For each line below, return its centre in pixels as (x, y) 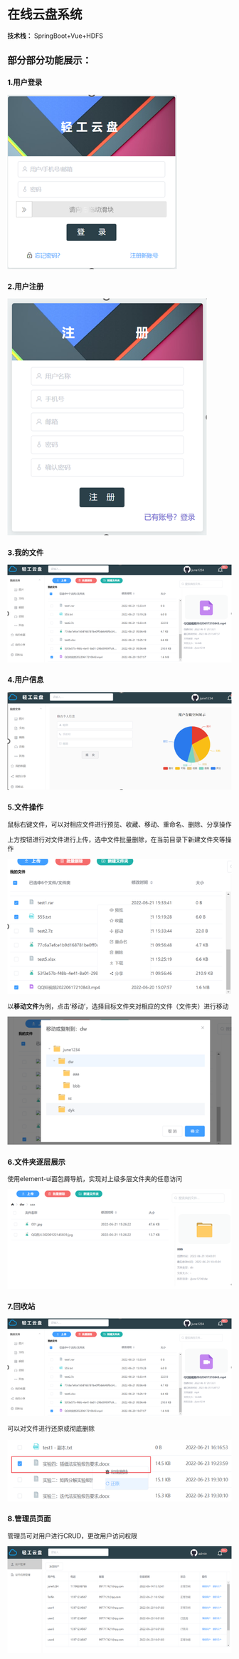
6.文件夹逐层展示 (37, 1162)
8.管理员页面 (29, 1518)
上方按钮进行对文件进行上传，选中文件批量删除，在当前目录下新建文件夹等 (116, 839)
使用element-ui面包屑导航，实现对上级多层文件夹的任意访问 (95, 1178)
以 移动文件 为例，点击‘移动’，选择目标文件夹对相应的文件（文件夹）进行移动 (118, 1006)
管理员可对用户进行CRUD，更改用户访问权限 (72, 1536)
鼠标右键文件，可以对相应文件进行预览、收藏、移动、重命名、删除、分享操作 (119, 824)
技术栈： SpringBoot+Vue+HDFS (55, 36)
